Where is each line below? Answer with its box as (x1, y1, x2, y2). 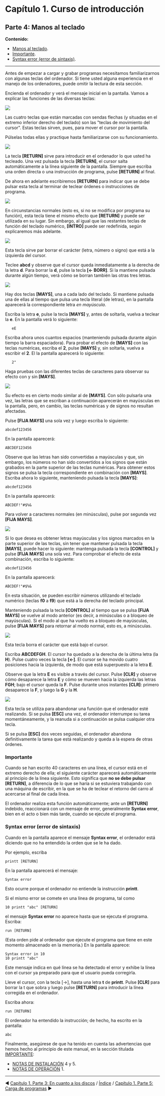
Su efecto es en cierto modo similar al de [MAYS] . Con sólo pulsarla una (5, 392, 152, 398)
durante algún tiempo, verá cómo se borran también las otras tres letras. (5, 272, 152, 278)
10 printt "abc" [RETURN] (5, 904, 58, 909)
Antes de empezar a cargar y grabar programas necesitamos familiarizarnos (5, 70, 160, 76)
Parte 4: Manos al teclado (5, 23, 85, 32)
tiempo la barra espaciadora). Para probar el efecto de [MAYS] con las (5, 340, 148, 346)
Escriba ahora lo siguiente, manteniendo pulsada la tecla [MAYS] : (5, 475, 138, 481)
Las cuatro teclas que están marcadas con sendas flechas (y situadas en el (5, 114, 157, 120)
